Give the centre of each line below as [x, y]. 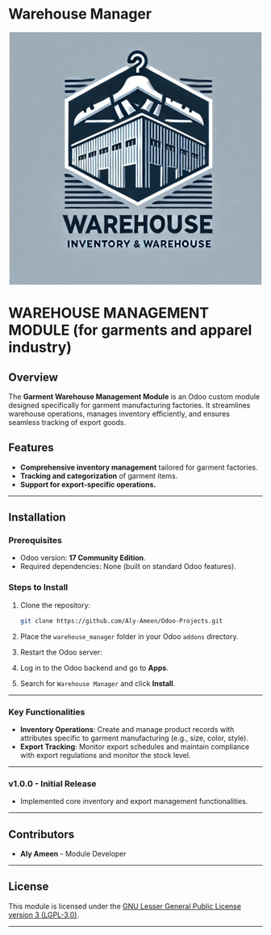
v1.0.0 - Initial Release [52, 783]
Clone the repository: [55, 605]
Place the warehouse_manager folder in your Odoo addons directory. [129, 636]
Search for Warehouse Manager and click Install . [98, 683]
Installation [37, 518]
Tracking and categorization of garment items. [99, 476]
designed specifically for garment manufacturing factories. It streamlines [129, 405]
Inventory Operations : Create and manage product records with [127, 729]
